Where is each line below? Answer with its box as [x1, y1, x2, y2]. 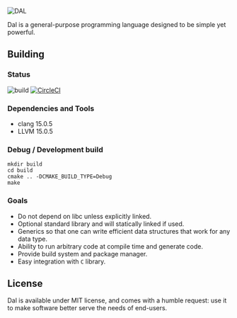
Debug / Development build [7, 144, 104, 154]
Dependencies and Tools [7, 103, 95, 113]
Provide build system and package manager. [17, 249, 148, 258]
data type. [17, 234, 48, 243]
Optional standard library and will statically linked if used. [17, 220, 185, 228]
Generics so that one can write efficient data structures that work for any [17, 227, 231, 235]
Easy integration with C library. [17, 257, 106, 266]
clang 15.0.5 [17, 119, 53, 127]
